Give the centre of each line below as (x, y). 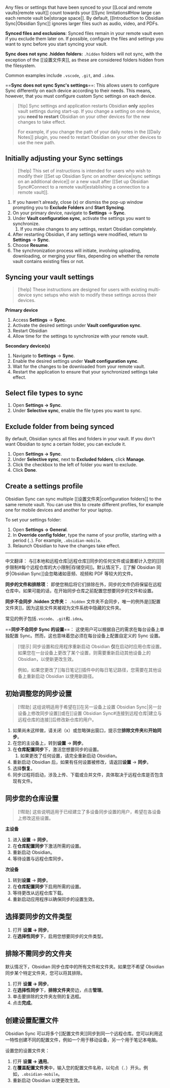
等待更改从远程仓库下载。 (39, 893)
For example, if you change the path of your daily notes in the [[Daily (89, 132)
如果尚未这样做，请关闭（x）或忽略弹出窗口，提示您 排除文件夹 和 (80, 730)
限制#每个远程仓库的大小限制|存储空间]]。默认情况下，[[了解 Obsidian (82, 568)
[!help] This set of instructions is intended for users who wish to (84, 171)
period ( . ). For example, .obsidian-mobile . (57, 540)
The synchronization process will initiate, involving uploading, (77, 250)
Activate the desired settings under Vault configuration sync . (77, 325)
